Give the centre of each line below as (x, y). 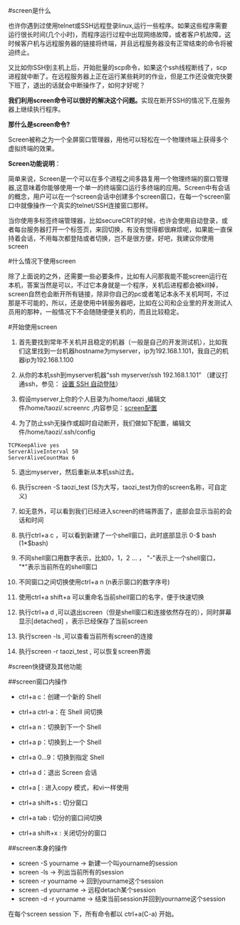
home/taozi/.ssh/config (61, 432)
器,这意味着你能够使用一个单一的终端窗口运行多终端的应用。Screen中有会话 (119, 188)
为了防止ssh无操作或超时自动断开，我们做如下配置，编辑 (101, 423)
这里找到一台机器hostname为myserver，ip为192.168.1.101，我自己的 (124, 351)
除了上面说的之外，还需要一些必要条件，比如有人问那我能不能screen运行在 (118, 276)
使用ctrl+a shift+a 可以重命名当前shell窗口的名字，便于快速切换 (111, 597)
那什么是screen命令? (39, 124)
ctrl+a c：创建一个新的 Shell (60, 697)
